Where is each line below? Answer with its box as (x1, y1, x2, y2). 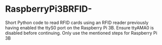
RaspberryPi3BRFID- (5, 3, 92, 15)
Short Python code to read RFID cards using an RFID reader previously (5, 20, 149, 25)
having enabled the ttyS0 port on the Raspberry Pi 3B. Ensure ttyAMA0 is (5, 24, 154, 30)
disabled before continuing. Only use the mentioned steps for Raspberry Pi (5, 30, 158, 36)
